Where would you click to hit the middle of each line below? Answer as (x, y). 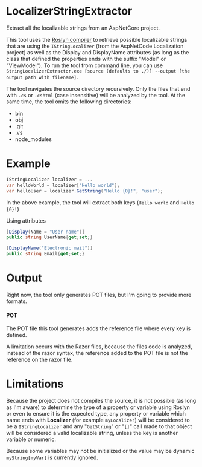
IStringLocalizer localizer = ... (50, 180)
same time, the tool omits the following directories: (69, 102)
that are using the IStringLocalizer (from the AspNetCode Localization (95, 46)
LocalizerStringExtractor (69, 11)
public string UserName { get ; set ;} (50, 237)
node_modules (33, 139)
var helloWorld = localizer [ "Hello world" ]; (63, 185)
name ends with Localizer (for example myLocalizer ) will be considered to (98, 420)
